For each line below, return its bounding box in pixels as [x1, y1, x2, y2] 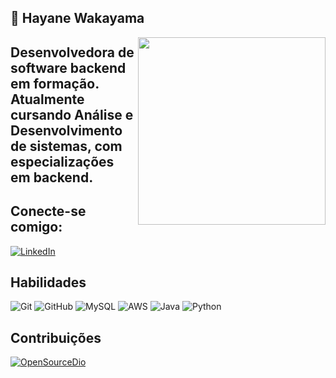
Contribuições [10, 329, 102, 346]
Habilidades [10, 274, 87, 291]
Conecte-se [10, 203, 87, 220]
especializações [10, 153, 115, 170]
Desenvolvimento [10, 122, 123, 139]
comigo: [10, 219, 63, 236]
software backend [10, 59, 127, 76]
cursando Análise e [10, 106, 134, 123]
